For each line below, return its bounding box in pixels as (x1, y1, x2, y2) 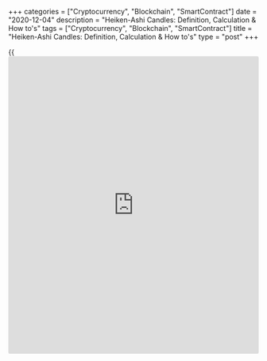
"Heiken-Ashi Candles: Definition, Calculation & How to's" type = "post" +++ (8, 32, 259, 41)
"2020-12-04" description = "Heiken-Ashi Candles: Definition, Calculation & (8, 15, 257, 25)
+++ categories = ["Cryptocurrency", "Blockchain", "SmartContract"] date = (8, 7, 257, 16)
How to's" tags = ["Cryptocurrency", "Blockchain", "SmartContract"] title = (8, 24, 253, 33)
